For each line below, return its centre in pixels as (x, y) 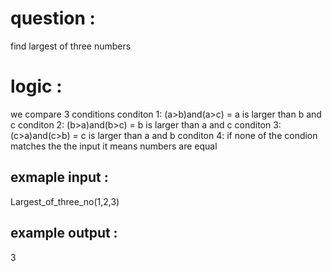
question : (53, 18)
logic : (36, 86)
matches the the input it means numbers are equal (114, 146)
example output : (64, 233)
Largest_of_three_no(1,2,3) (65, 201)
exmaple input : (59, 177)
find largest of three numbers (71, 46)
